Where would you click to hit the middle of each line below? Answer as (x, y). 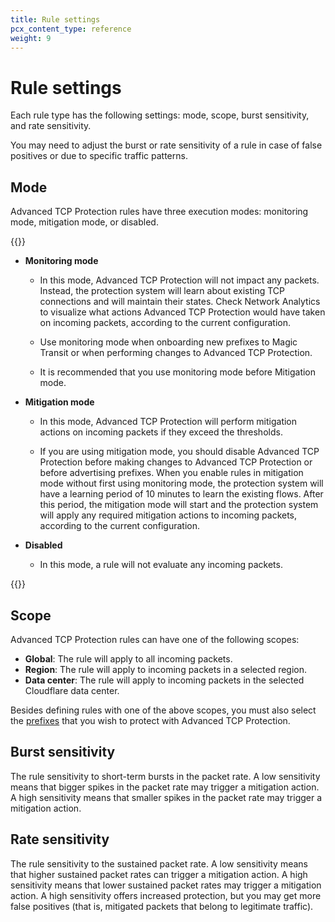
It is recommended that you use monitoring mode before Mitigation (178, 372)
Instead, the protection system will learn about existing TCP (162, 291)
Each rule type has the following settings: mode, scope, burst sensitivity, (160, 115)
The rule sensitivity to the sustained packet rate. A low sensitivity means (159, 863)
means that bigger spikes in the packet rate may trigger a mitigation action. (165, 787)
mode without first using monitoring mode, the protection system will (181, 483)
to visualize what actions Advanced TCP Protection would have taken (182, 312)
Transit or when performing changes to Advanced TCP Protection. (176, 353)
